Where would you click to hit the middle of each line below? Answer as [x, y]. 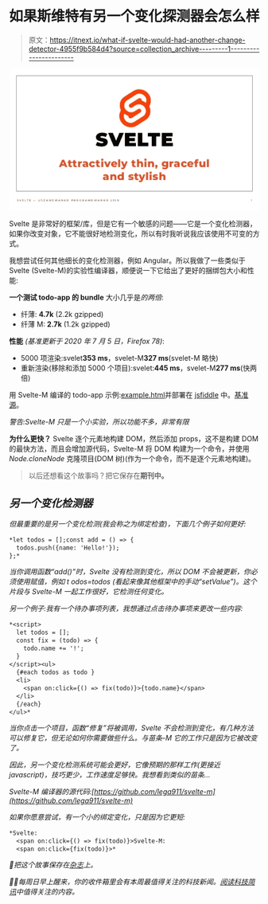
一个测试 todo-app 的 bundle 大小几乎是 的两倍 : [86, 297]
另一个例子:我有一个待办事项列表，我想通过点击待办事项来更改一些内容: [126, 609]
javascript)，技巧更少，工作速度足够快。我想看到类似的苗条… [110, 775]
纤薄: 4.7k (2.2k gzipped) [62, 315]
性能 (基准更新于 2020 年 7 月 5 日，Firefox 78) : [87, 341]
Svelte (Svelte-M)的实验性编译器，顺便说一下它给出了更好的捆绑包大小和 [128, 271]
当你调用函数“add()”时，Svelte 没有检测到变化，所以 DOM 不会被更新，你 [130, 572]
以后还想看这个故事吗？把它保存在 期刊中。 [98, 475]
